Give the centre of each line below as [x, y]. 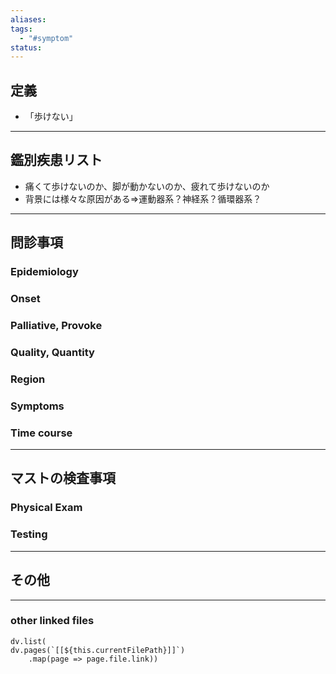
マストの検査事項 [63, 478]
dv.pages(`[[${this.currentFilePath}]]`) [98, 650]
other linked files [52, 621]
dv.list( [28, 641]
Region [28, 379]
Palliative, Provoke [56, 326]
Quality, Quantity [52, 352]
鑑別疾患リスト [56, 160]
